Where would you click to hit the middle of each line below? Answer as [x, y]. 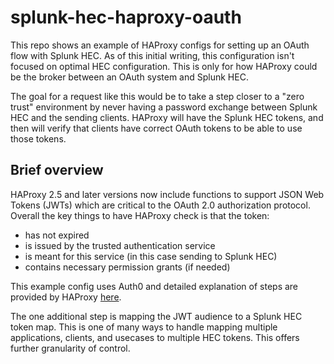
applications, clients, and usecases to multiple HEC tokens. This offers [155, 337]
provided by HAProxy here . [66, 297]
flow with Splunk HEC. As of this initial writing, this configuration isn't [152, 55]
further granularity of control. [70, 348]
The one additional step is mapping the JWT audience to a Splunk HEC [156, 316]
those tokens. [38, 138]
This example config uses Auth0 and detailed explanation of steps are [154, 286]
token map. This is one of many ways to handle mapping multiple [144, 327]
